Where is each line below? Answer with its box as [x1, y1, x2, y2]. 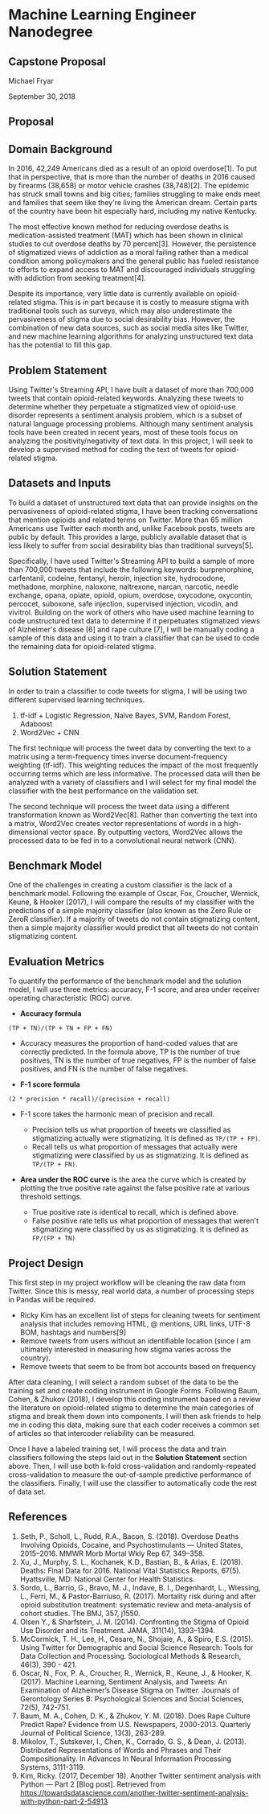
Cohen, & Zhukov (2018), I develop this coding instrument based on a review [8, 1394, 261, 1405]
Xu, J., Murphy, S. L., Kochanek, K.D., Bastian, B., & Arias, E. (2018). [19, 1557, 243, 1566]
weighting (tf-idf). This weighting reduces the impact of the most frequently [8, 760, 259, 770]
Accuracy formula [19, 1009, 82, 1018]
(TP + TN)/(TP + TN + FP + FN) [8, 1024, 113, 1033]
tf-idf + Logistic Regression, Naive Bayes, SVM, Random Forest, [19, 710, 231, 720]
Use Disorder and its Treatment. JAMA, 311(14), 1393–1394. [19, 1625, 215, 1635]
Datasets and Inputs [8, 476, 111, 490]
